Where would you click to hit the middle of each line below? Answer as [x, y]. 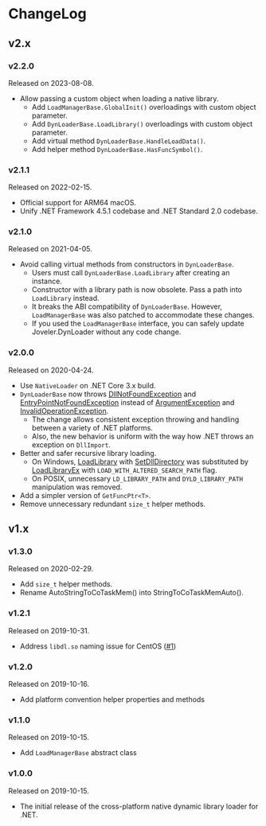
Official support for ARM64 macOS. [78, 203]
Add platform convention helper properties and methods [112, 699]
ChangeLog [47, 14]
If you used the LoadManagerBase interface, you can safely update [138, 324]
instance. [47, 281]
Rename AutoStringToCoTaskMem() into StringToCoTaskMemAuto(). [132, 593]
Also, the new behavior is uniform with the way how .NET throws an [143, 436]
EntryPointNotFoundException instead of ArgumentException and [127, 402]
